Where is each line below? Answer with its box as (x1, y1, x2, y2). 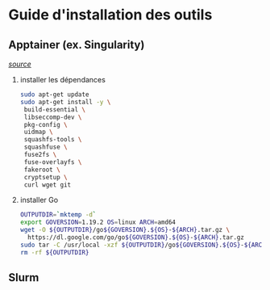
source (8, 59, 32, 69)
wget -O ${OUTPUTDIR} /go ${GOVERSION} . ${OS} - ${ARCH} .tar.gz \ (19, 226, 231, 234)
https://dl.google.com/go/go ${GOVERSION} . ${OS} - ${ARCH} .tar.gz (27, 233, 244, 242)
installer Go (19, 195, 59, 205)
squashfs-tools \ (23, 136, 82, 144)
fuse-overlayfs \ (23, 158, 82, 166)
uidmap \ (23, 128, 54, 137)
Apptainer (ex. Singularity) (8, 38, 145, 52)
